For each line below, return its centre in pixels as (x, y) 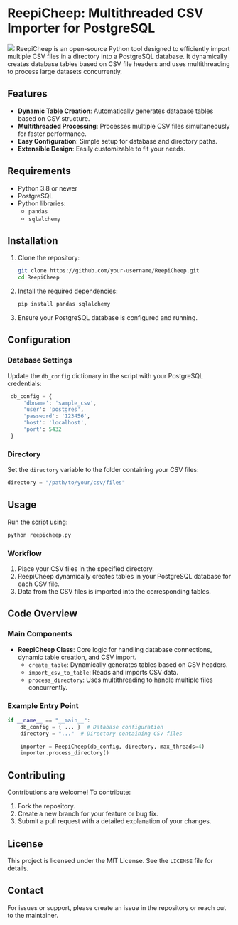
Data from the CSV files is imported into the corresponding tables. (114, 591)
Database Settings (40, 360)
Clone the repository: (49, 258)
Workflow (25, 553)
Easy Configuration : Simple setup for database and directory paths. (118, 141)
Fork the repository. (47, 806)
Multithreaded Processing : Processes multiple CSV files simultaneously (124, 126)
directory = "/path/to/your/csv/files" (66, 483)
